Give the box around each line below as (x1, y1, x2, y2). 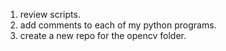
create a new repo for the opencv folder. (19, 30, 187, 41)
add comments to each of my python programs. (19, 19, 217, 31)
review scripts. (19, 9, 81, 20)
